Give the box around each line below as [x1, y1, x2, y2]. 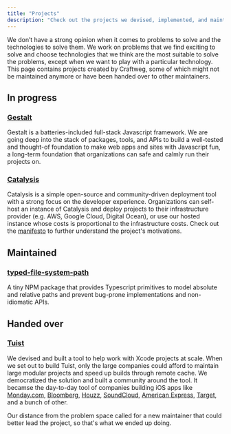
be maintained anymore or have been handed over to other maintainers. [7, 72, 211, 80]
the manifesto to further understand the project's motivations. [7, 227, 182, 235]
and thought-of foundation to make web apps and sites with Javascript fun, [7, 143, 221, 152]
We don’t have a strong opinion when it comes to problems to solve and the [7, 35, 221, 43]
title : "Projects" [7, 10, 60, 17]
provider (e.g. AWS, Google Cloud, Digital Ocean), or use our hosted [7, 212, 201, 220]
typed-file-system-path [7, 267, 89, 277]
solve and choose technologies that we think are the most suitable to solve [7, 50, 219, 59]
